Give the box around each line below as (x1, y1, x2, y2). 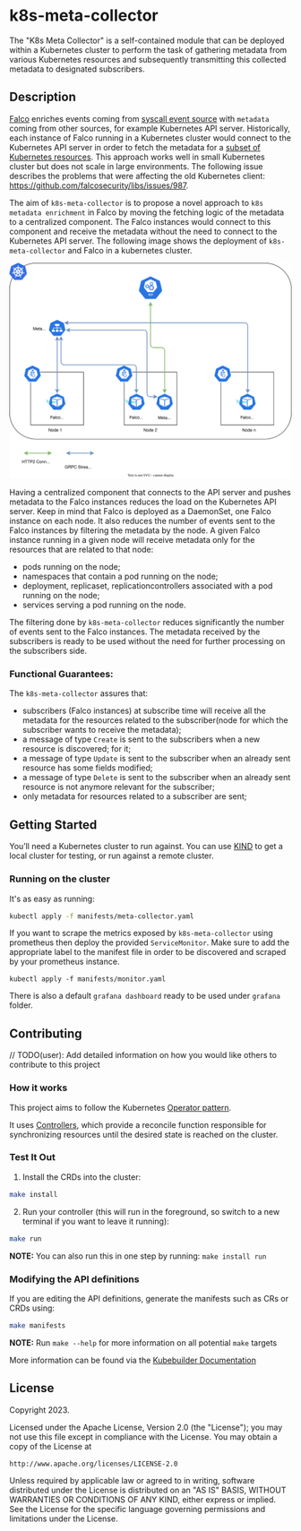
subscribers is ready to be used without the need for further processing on (9, 636, 286, 647)
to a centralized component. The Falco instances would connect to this (9, 216, 271, 227)
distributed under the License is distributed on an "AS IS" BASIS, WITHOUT (9, 1484, 287, 1495)
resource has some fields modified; (21, 762, 153, 773)
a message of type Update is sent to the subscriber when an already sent (21, 753, 291, 764)
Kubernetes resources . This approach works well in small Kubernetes (9, 151, 266, 162)
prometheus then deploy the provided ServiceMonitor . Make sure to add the (9, 937, 289, 948)
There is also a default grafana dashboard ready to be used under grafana (9, 991, 280, 1002)
